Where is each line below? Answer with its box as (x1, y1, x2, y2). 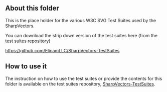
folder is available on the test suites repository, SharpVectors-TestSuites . (5, 80, 155, 87)
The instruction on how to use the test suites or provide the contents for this (5, 75, 162, 81)
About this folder (5, 4, 59, 13)
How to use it (5, 62, 47, 71)
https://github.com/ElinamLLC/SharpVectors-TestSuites (5, 47, 120, 53)
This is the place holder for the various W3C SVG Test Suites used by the (5, 17, 156, 23)
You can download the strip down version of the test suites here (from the (5, 32, 158, 38)
